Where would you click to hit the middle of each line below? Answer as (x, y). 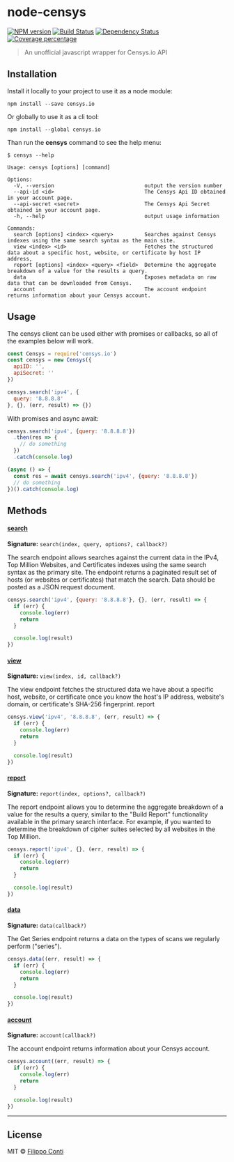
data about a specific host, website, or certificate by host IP (104, 253)
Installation (32, 74)
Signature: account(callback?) (52, 1035)
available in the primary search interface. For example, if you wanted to (109, 821)
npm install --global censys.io (54, 130)
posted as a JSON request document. (61, 587)
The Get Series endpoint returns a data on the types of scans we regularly (114, 939)
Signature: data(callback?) (47, 925)
